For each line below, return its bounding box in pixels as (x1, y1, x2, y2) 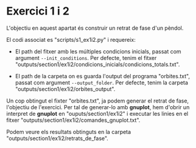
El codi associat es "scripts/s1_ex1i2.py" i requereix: (6, 36, 136, 43)
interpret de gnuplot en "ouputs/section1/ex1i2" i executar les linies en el (6, 110, 189, 117)
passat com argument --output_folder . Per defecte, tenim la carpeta (15, 79, 189, 86)
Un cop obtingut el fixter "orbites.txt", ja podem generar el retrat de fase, (6, 97, 189, 104)
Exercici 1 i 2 (6, 4, 70, 18)
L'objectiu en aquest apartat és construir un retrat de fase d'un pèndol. (6, 24, 184, 32)
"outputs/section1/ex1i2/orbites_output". (15, 85, 116, 92)
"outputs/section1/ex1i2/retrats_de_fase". (6, 135, 108, 142)
